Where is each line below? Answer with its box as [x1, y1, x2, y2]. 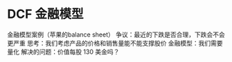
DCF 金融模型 [7, 6, 84, 22]
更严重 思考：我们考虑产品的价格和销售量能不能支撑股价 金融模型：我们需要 [7, 39, 223, 47]
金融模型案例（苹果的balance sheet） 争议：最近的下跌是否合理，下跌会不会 [7, 30, 225, 39]
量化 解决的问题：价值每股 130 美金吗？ [7, 48, 120, 56]
